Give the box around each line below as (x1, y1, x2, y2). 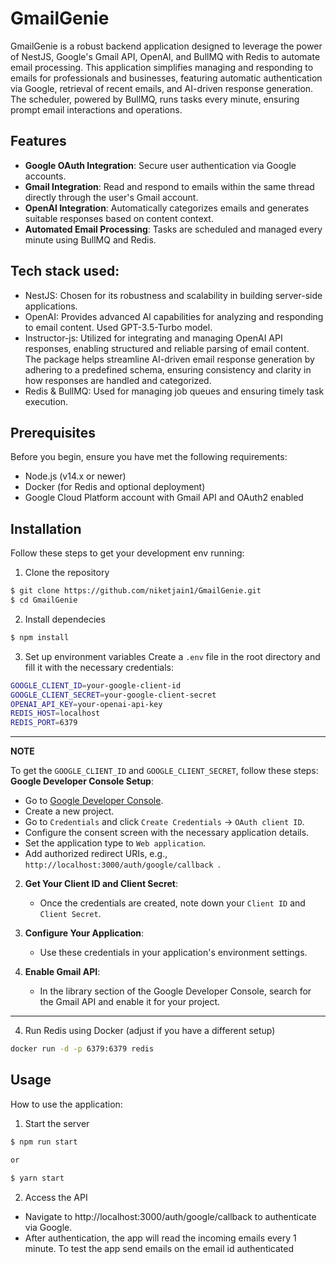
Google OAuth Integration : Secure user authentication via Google (24, 159, 297, 171)
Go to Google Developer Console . (24, 795, 164, 807)
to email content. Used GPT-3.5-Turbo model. (24, 321, 213, 333)
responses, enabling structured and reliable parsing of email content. (24, 342, 310, 354)
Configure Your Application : (24, 927, 144, 939)
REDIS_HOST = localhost (10, 708, 101, 719)
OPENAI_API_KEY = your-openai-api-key (10, 699, 163, 709)
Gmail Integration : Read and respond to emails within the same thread (24, 180, 315, 192)
